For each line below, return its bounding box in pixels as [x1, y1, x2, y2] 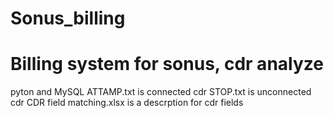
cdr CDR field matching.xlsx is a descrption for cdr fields [10, 97, 244, 109]
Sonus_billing [10, 7, 126, 30]
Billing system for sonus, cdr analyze [10, 53, 324, 76]
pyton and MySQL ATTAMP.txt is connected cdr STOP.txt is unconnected [10, 86, 312, 98]
